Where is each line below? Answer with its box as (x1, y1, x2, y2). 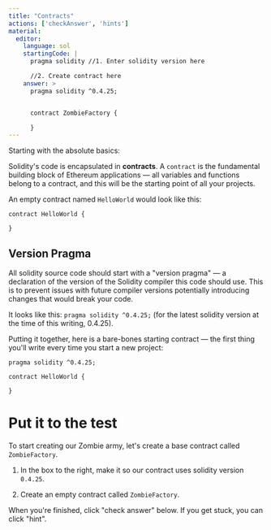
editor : (15, 34, 42, 43)
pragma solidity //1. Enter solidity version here (29, 58, 205, 66)
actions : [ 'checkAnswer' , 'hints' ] (8, 20, 129, 28)
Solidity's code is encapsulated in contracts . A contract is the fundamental (8, 162, 260, 172)
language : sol (23, 42, 71, 50)
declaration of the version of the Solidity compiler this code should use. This (8, 277, 264, 287)
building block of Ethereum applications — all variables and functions (8, 170, 240, 180)
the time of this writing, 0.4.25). (8, 319, 114, 328)
